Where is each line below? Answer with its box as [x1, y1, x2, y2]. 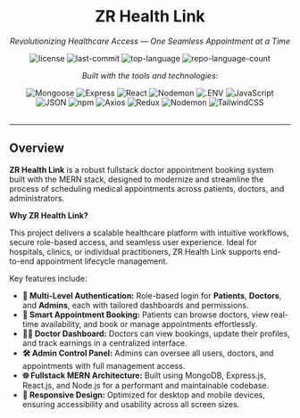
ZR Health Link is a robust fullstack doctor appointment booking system [9, 164, 274, 175]
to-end [9, 256, 35, 266]
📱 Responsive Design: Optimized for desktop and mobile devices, [21, 389, 266, 400]
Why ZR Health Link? [9, 209, 89, 220]
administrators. [9, 193, 65, 203]
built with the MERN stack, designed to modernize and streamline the [9, 174, 264, 184]
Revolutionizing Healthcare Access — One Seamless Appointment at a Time [10, 36, 290, 46]
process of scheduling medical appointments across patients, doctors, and [9, 183, 285, 193]
